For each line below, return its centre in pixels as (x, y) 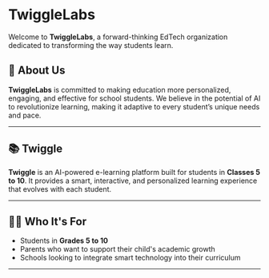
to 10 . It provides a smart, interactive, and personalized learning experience (133, 181)
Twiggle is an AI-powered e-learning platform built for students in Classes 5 (134, 172)
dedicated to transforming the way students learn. (91, 45)
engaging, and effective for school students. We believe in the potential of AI (134, 98)
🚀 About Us (37, 71)
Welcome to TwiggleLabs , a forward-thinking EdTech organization (118, 37)
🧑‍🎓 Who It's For (47, 221)
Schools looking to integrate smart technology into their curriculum (130, 258)
